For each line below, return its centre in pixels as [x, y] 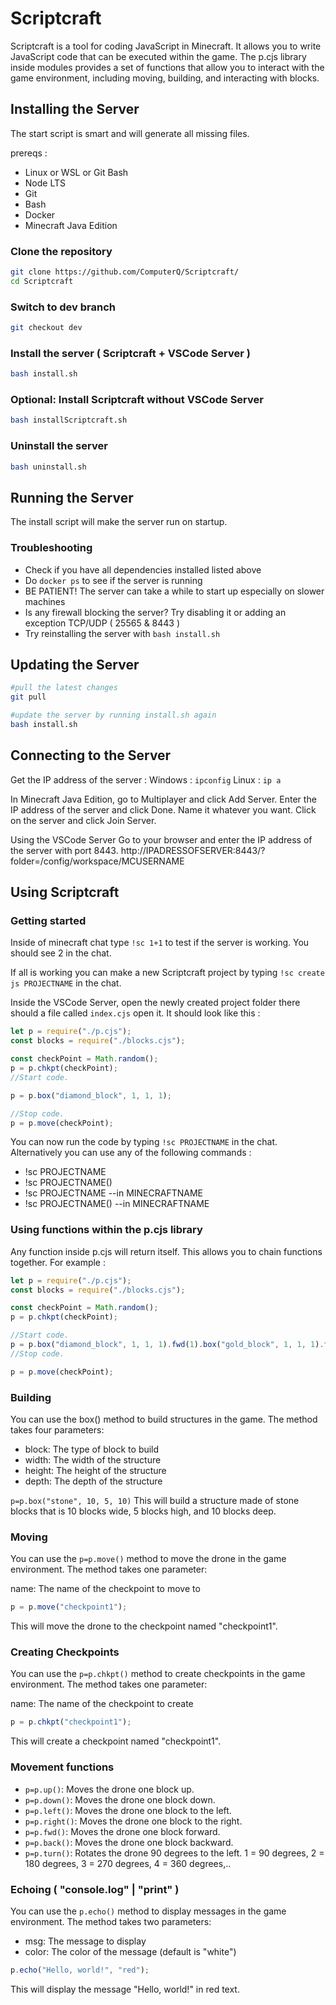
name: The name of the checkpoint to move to [105, 1589]
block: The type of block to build [92, 1449]
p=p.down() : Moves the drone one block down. [120, 1799]
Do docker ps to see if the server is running [113, 580]
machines [45, 601]
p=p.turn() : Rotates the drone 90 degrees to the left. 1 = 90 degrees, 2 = [174, 1853]
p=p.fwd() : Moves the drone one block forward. [122, 1831]
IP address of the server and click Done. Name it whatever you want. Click [163, 809]
